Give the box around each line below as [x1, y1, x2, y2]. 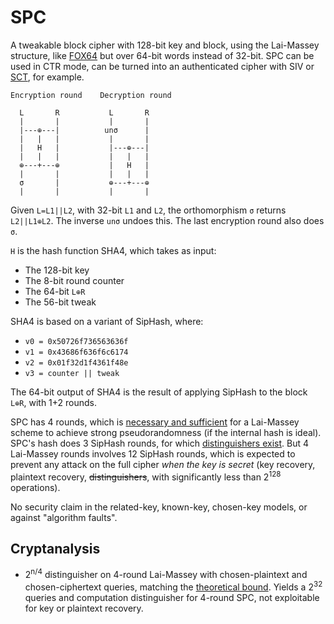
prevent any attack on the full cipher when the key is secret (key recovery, [10, 458, 316, 470]
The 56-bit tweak [24, 296, 97, 308]
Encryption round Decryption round [10, 90, 172, 100]
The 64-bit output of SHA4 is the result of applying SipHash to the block [10, 386, 308, 398]
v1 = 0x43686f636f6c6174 [24, 347, 129, 357]
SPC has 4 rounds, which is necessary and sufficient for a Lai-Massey [10, 416, 300, 428]
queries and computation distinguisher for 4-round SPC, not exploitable [24, 591, 320, 603]
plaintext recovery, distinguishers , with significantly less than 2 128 [10, 469, 282, 483]
